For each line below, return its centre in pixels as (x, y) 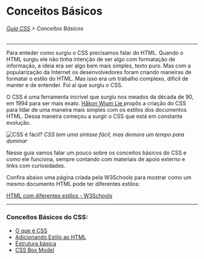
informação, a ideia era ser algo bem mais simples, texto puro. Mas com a (99, 66)
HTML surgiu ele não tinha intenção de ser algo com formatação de (91, 60)
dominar (17, 141)
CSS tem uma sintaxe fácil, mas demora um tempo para (114, 134)
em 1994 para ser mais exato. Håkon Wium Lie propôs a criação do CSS (96, 103)
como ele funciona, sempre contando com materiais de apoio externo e (96, 159)
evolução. (19, 123)
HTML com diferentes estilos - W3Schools (59, 196)
